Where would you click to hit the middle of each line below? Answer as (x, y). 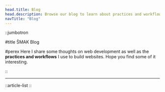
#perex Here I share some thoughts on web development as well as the (77, 51)
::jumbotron (17, 33)
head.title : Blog (23, 10)
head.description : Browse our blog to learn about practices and (73, 14)
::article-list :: (18, 86)
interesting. (16, 62)
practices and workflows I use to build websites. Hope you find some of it (80, 57)
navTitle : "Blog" (23, 19)
